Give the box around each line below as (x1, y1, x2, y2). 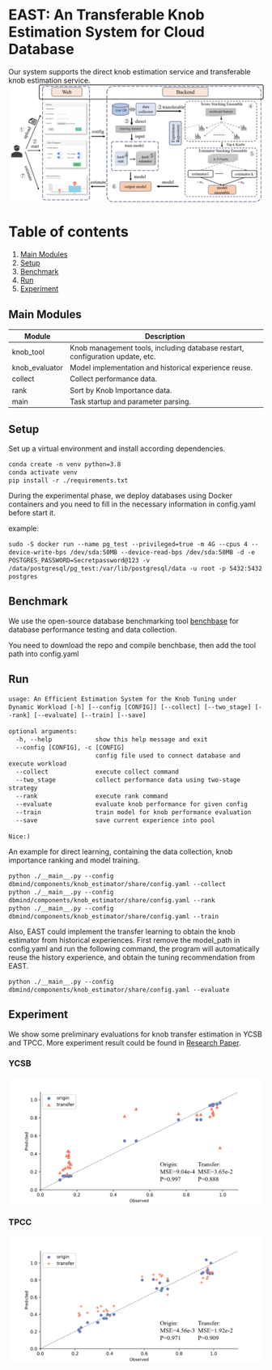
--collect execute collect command (15, 767, 180, 776)
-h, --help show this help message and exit (15, 735, 208, 744)
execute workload (8, 759, 67, 768)
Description (144, 331, 185, 341)
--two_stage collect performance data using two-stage (15, 775, 241, 784)
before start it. (8, 508, 56, 518)
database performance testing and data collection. (8, 625, 177, 634)
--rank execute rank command (15, 791, 168, 800)
